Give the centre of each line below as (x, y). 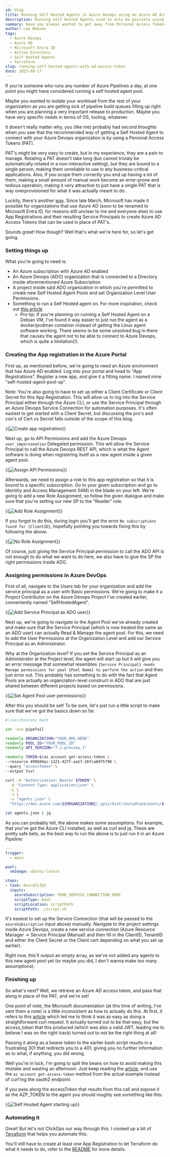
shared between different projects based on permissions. (65, 686)
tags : (11, 33)
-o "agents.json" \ (30, 799)
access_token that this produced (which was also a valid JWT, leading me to (85, 1027)
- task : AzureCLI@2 (26, 886)
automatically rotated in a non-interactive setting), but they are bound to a (82, 164)
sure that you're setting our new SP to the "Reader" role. (64, 501)
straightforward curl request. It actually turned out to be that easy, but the (82, 1022)
